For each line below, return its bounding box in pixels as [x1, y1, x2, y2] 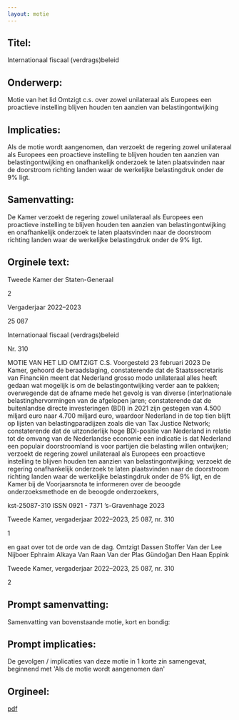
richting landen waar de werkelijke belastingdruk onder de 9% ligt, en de [7, 472, 221, 481]
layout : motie [7, 10, 50, 18]
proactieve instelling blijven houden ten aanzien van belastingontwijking [7, 103, 219, 111]
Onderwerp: [7, 76, 63, 89]
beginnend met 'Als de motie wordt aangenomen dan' [7, 665, 166, 674]
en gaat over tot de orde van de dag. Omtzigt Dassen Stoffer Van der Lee [7, 542, 223, 551]
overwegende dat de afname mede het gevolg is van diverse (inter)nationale [7, 389, 232, 397]
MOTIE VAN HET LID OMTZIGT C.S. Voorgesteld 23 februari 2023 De [7, 358, 210, 366]
